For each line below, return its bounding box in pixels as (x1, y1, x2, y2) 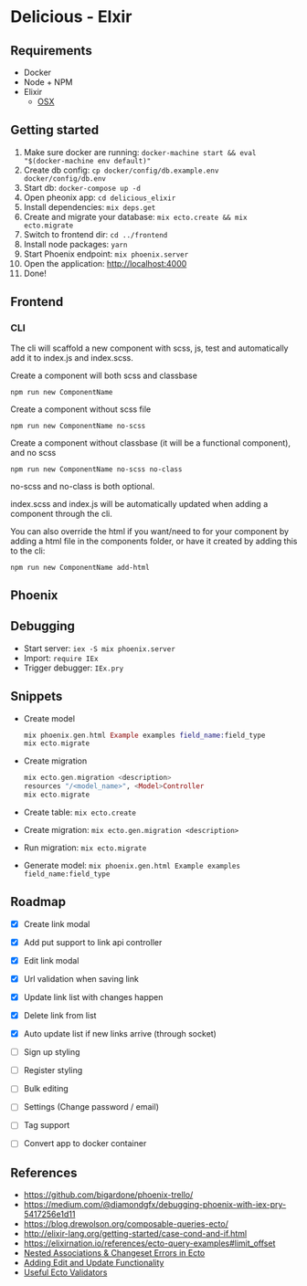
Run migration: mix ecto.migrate (23, 842, 147, 853)
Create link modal (23, 918, 90, 929)
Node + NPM (23, 77, 73, 88)
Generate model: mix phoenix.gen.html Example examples (23, 859, 241, 870)
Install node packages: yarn (23, 238, 128, 249)
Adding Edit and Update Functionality (23, 1258, 164, 1269)
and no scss (10, 447, 57, 458)
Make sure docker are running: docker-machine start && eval (23, 146, 257, 157)
